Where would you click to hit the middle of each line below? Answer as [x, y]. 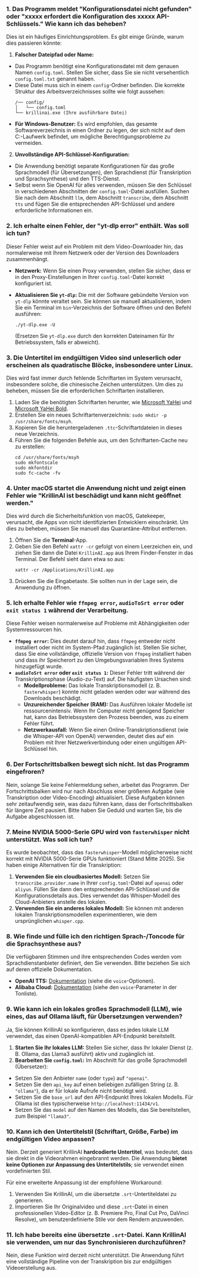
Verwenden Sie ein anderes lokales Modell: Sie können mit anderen [99, 909]
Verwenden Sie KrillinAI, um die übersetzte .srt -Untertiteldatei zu [96, 1194]
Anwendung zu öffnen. [43, 588]
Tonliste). [26, 994]
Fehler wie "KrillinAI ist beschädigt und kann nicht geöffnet [94, 495]
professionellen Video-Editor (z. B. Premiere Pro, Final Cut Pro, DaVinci [102, 1213]
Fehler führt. [39, 724]
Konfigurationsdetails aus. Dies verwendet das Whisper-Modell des [97, 895]
